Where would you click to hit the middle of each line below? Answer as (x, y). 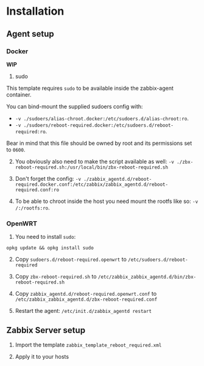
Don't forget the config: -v (48, 178)
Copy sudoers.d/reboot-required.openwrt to (71, 259)
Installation (35, 11)
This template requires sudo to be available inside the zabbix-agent (90, 88)
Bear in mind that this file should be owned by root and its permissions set (99, 143)
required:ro (30, 132)
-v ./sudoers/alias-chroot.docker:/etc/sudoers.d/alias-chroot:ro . (102, 118)
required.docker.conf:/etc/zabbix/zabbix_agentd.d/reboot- (92, 185)
